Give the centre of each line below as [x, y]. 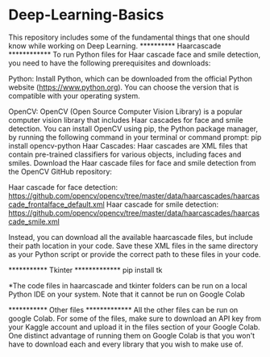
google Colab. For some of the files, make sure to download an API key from [135, 318]
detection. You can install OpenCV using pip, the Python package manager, [133, 128]
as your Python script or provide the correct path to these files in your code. [135, 254]
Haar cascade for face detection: [63, 187]
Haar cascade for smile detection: [162, 204]
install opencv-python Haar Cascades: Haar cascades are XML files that [128, 145]
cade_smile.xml [34, 221]
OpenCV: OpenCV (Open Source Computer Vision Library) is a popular [126, 111]
